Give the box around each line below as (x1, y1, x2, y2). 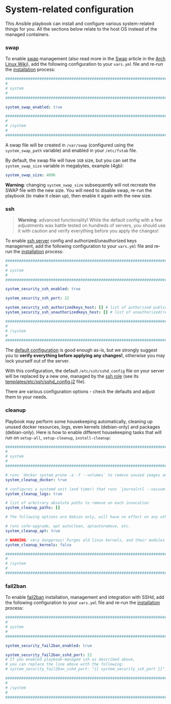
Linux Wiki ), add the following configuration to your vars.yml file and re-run (5, 61, 163, 67)
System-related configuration (5, 4, 134, 15)
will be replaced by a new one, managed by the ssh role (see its (5, 373, 139, 380)
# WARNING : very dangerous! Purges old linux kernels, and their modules (5, 537, 165, 543)
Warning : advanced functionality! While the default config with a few (17, 217, 163, 223)
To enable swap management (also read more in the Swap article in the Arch (5, 56, 166, 62)
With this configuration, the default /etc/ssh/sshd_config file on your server (5, 368, 164, 374)
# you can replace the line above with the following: (5, 662, 124, 667)
